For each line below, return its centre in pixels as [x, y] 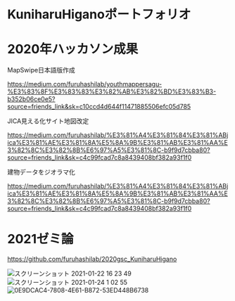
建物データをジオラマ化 [41, 172]
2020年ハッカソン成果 [73, 49]
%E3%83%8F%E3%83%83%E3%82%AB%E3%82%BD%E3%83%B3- [112, 91]
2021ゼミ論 [40, 239]
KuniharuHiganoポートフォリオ [99, 14]
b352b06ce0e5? [31, 99]
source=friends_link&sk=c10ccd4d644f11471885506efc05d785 [99, 107]
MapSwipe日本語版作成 [41, 70]
